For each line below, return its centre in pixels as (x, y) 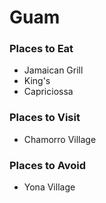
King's (37, 81)
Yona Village (49, 187)
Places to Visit (45, 118)
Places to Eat (41, 49)
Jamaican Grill (53, 70)
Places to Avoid (48, 165)
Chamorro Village (60, 139)
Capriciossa (48, 92)
